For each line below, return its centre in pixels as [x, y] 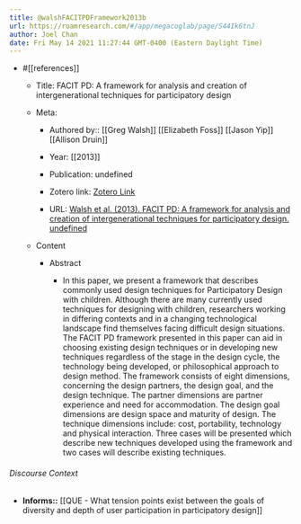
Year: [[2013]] [75, 157]
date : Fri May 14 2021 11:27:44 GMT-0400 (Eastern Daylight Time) [136, 43]
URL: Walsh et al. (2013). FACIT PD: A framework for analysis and [169, 209]
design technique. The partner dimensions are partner [163, 395]
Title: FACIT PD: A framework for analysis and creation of [141, 85]
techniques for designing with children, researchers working [174, 309]
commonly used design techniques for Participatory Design [173, 290]
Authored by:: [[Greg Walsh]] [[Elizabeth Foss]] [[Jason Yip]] [161, 130]
